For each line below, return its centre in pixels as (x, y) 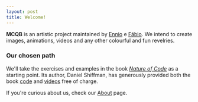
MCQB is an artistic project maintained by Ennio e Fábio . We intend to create (99, 34)
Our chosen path (31, 56)
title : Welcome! (26, 17)
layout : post (22, 12)
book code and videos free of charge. (52, 81)
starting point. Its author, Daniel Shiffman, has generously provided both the (98, 75)
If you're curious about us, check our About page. (67, 93)
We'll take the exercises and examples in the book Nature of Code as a (92, 68)
